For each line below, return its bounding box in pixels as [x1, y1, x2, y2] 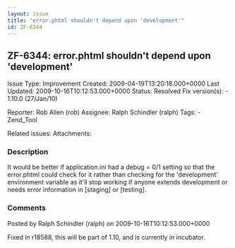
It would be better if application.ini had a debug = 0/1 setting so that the [7, 163, 215, 172]
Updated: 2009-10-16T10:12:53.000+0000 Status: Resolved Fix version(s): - [7, 87, 229, 95]
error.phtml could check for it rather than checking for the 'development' [7, 170, 219, 179]
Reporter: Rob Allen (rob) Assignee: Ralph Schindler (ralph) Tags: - [7, 108, 201, 117]
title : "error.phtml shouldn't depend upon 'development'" [7, 17, 185, 24]
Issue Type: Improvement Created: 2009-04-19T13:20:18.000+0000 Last [7, 79, 220, 88]
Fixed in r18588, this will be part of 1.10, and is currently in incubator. [7, 232, 206, 241]
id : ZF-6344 [7, 23, 42, 30]
